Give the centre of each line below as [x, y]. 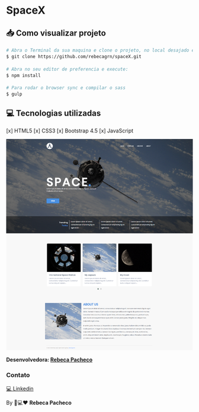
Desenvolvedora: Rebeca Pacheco [49, 360]
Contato [18, 375]
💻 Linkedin [20, 388]
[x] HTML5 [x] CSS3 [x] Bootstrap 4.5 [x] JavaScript [70, 131]
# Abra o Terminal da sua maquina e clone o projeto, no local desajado [98, 50]
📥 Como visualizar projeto [56, 33]
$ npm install [24, 75]
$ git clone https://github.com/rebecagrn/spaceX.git [74, 56]
